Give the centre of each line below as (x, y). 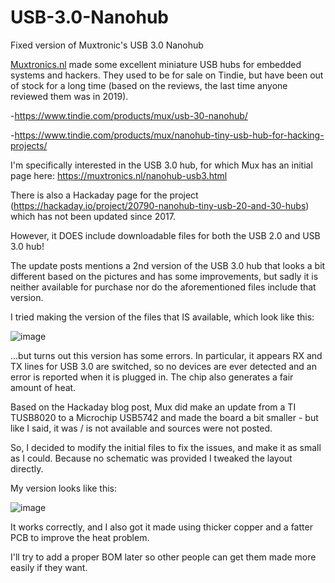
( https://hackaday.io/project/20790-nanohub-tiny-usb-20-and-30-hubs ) (160, 205)
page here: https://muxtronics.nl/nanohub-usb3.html (119, 175)
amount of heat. (43, 387)
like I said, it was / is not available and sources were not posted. (141, 428)
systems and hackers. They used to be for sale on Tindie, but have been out (167, 75)
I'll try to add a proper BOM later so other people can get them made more (163, 557)
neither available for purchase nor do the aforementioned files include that (163, 287)
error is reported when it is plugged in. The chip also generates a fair (152, 377)
